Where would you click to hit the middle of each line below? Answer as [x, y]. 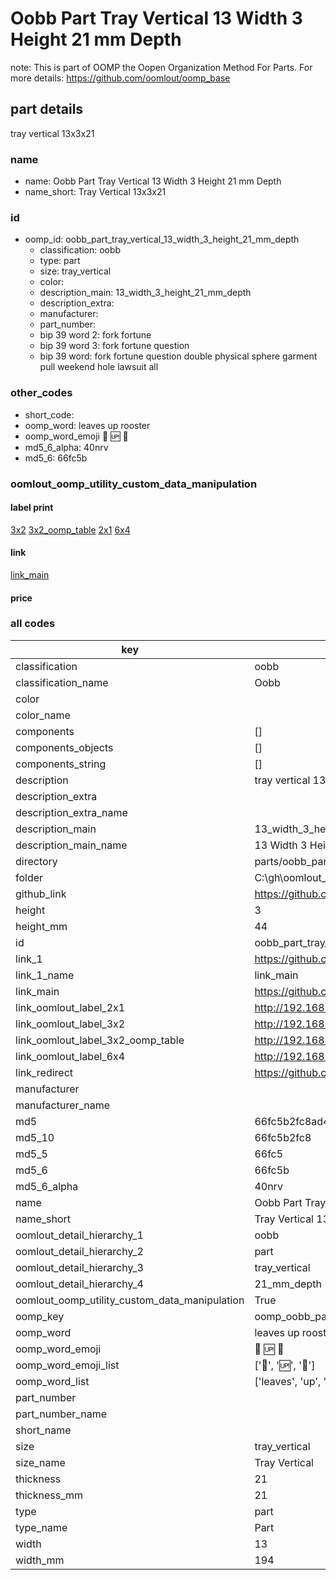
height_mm [41, 926]
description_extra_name [71, 812]
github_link [41, 894]
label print [32, 508]
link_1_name [45, 975]
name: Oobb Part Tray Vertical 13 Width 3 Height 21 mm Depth [153, 181]
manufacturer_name [63, 1105]
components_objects [64, 747]
